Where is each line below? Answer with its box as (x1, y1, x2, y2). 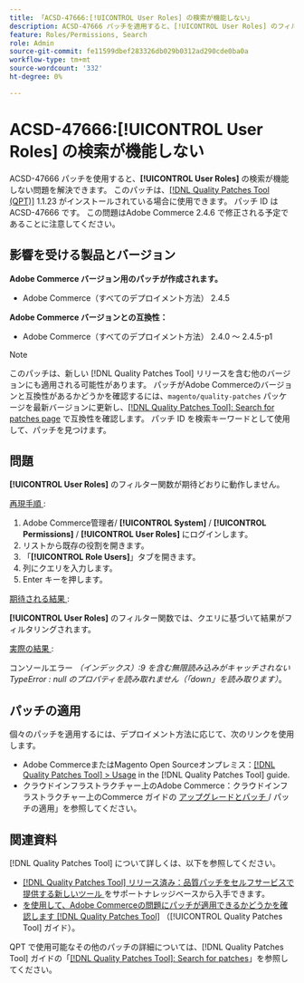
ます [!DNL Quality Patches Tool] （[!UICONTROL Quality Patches (38, 911, 283, 921)
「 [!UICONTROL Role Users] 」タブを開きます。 (22, 552, 201, 563)
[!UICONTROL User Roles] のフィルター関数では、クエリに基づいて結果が (9, 612, 285, 623)
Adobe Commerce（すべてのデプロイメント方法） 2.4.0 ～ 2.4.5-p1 (22, 331, 273, 342)
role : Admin (9, 38, 54, 48)
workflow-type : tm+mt (9, 55, 91, 64)
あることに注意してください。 (9, 218, 120, 229)
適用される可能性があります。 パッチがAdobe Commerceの (40, 379, 261, 390)
